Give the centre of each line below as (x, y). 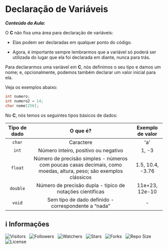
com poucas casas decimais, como (81, 165)
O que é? (80, 131)
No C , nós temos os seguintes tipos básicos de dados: (61, 115)
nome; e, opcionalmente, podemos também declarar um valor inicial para (80, 72)
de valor (147, 134)
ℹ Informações (27, 224)
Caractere (81, 142)
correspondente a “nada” (80, 206)
